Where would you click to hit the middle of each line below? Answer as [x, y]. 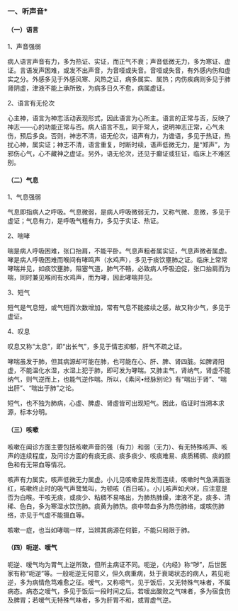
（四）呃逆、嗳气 [32, 547]
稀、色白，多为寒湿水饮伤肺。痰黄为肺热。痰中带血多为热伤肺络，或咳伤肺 [116, 506]
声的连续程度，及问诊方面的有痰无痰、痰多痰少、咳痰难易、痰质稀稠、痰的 [116, 455]
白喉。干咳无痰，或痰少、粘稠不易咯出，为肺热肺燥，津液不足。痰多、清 [125, 497]
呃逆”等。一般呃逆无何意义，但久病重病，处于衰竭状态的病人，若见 [126, 573]
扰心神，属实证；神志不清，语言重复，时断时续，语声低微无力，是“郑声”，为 [119, 145]
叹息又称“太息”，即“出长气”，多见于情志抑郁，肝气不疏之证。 [97, 347]
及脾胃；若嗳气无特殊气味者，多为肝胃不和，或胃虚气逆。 [91, 600]
